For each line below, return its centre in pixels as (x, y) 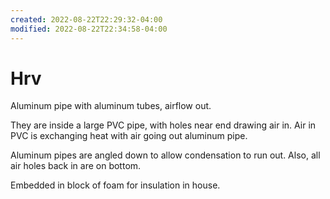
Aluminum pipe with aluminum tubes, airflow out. (111, 106)
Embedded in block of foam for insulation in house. (115, 185)
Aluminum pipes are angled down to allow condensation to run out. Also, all (165, 155)
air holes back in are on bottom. (76, 166)
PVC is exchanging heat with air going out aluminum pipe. (129, 136)
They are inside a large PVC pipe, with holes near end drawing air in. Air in (163, 125)
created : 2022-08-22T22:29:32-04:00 (86, 19)
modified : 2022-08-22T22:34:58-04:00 (89, 29)
